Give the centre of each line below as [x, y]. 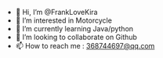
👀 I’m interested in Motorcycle [63, 20]
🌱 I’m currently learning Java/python [74, 29]
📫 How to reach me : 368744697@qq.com [85, 46]
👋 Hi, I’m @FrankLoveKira [56, 12]
